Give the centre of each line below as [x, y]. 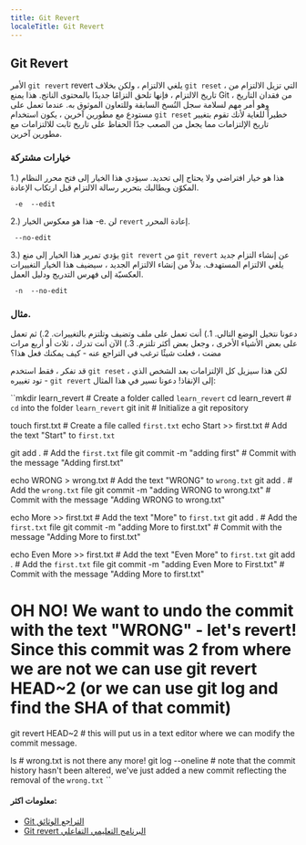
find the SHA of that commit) [121, 708]
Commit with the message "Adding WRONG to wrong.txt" [118, 500]
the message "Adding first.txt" [67, 462]
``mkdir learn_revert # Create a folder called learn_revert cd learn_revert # [151, 397]
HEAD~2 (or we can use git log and [144, 688]
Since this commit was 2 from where [151, 650]
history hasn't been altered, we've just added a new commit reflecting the [148, 770]
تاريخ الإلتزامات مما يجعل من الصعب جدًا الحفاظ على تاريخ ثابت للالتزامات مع [140, 124]
